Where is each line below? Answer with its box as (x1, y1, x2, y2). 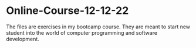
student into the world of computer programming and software (6, 29, 157, 36)
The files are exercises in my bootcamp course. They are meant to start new (6, 23, 191, 30)
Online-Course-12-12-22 (6, 4, 129, 17)
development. (6, 35, 39, 42)
